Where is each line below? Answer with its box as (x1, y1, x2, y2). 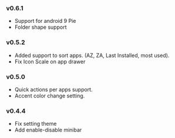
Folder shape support (14, 23, 67, 31)
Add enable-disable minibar (14, 126, 82, 133)
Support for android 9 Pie (14, 18, 76, 25)
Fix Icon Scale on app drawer (14, 58, 86, 65)
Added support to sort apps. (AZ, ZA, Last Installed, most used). (14, 52, 170, 59)
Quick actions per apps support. (14, 86, 93, 93)
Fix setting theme (14, 120, 57, 127)
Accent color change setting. (14, 92, 85, 99)
